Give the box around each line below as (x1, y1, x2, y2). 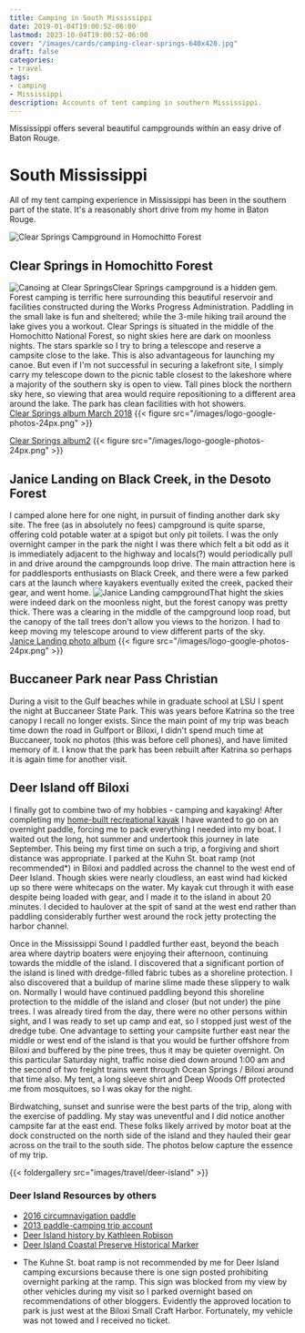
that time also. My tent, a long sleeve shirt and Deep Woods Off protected (9, 1074, 286, 1084)
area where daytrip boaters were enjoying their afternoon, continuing (9, 948, 269, 959)
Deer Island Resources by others (9, 1189, 157, 1202)
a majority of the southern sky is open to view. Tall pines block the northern (9, 379, 292, 390)
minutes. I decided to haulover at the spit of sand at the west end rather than (9, 901, 297, 911)
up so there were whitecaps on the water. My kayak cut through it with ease (9, 881, 294, 892)
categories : (9, 56, 55, 65)
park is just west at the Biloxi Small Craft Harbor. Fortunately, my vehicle (22, 1305, 293, 1316)
